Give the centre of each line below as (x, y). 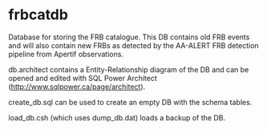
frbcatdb (38, 15)
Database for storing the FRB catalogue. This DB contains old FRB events (129, 37)
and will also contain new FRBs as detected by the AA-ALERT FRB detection (133, 45)
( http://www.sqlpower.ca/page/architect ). (77, 87)
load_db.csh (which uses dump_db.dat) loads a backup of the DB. (117, 117)
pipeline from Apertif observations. (66, 54)
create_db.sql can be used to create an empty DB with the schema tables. (130, 102)
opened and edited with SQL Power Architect (83, 78)
